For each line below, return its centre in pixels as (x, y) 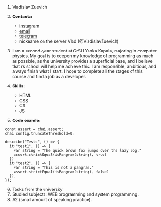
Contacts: (22, 16)
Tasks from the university (37, 189)
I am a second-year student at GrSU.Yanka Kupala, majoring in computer (84, 51)
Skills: (18, 86)
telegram (28, 36)
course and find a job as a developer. (49, 77)
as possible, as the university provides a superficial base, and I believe (82, 61)
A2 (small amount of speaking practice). (52, 199)
